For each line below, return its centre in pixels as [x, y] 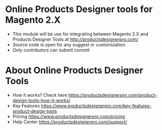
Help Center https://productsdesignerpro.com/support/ [70, 121]
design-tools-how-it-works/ [41, 100]
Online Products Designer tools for [79, 9]
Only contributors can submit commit [51, 50]
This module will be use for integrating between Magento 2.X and [80, 34]
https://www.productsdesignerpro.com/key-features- [96, 106]
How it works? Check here [40, 95]
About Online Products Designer [74, 70]
